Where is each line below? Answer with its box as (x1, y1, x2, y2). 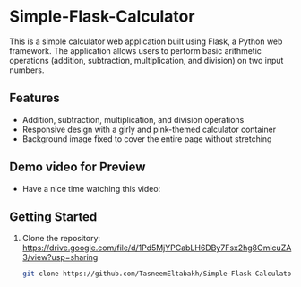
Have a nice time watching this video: (21, 183, 161, 194)
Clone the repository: (21, 233, 101, 244)
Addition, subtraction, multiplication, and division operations (21, 114, 245, 125)
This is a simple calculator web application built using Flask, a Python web (9, 36, 283, 47)
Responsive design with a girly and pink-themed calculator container (21, 124, 276, 135)
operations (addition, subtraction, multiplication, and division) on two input (9, 55, 284, 65)
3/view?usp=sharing (21, 252, 99, 263)
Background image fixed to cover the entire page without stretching (21, 133, 272, 144)
